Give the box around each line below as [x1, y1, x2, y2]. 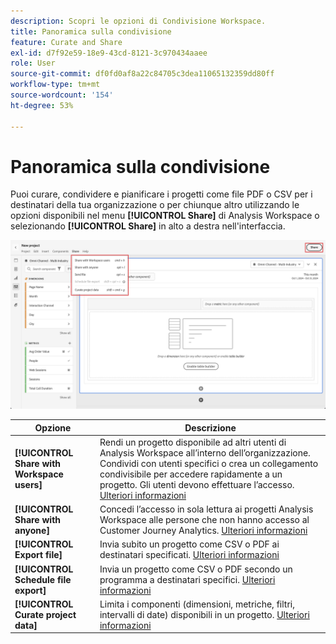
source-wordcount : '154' [10, 90, 114, 100]
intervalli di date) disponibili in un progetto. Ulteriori [99, 608, 310, 620]
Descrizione [184, 421, 237, 434]
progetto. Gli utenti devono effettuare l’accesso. [99, 478, 295, 490]
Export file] [14, 549, 63, 561]
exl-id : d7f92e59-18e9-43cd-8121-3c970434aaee [10, 48, 208, 58]
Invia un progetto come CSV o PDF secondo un [99, 563, 293, 575]
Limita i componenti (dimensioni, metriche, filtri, [99, 598, 295, 610]
